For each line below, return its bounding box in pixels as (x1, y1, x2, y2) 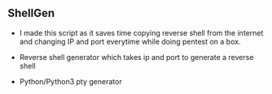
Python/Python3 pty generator (19, 76, 123, 86)
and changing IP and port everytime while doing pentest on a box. (19, 36, 241, 46)
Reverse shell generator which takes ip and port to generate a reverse (19, 52, 254, 62)
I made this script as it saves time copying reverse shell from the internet (19, 28, 264, 37)
